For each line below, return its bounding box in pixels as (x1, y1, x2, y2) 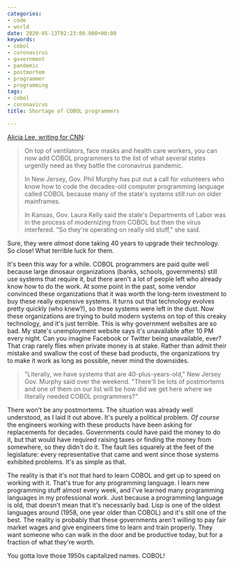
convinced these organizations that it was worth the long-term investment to (7, 289, 227, 297)
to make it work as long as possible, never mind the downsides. (7, 356, 189, 364)
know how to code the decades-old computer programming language (24, 182, 225, 191)
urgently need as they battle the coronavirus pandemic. (24, 161, 184, 170)
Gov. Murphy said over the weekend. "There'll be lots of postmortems (24, 377, 225, 385)
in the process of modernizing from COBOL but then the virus (24, 218, 201, 226)
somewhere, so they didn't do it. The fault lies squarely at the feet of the (7, 443, 214, 451)
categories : (7, 10, 42, 17)
